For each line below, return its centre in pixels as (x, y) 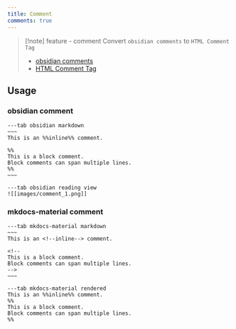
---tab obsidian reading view (52, 188)
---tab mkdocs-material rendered (57, 288)
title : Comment (30, 14)
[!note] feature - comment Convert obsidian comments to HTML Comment (127, 41)
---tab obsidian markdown (45, 126)
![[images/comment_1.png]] (47, 194)
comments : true (30, 21)
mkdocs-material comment (55, 212)
